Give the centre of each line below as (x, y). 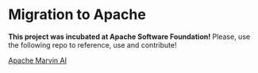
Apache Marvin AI (38, 60)
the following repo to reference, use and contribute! (92, 44)
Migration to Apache (77, 15)
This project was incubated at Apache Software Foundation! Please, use (129, 36)
